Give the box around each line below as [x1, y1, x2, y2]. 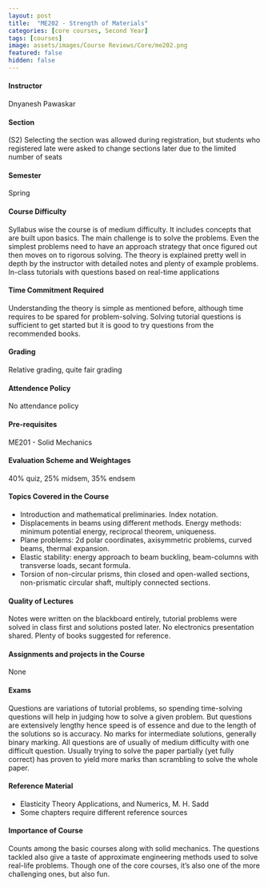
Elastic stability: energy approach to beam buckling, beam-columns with [19, 552, 258, 562]
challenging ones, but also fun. [8, 869, 110, 878]
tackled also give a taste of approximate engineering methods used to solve [8, 852, 258, 861]
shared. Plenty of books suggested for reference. [8, 631, 171, 641]
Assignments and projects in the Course [8, 649, 146, 659]
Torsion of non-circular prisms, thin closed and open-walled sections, [19, 569, 250, 579]
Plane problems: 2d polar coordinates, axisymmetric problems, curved [19, 534, 252, 545]
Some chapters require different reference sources [19, 807, 188, 817]
